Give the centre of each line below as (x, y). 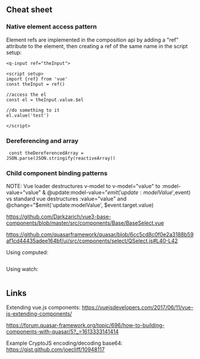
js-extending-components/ (39, 314)
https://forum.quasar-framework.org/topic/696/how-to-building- (85, 325)
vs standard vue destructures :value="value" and (66, 199)
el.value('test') (28, 115)
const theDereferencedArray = (46, 153)
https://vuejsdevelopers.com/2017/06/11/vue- (137, 308)
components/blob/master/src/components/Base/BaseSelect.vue (85, 223)
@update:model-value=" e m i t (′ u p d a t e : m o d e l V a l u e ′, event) (119, 192)
